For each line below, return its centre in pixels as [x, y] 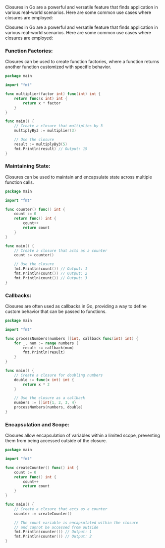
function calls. [20, 182]
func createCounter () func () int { [42, 468]
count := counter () [34, 255]
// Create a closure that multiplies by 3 [58, 126]
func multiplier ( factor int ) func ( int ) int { [53, 94]
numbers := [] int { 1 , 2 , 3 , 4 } [45, 403]
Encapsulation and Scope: [37, 424]
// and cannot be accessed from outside [56, 527]
